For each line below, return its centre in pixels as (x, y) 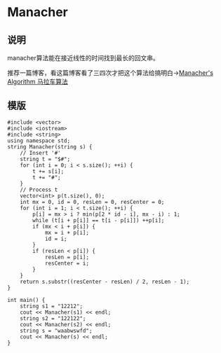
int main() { (26, 300)
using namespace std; (39, 141)
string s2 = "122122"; (53, 318)
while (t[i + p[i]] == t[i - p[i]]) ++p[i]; (99, 220)
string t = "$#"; (45, 159)
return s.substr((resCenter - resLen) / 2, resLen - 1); (105, 282)
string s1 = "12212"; (51, 306)
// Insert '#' (40, 153)
